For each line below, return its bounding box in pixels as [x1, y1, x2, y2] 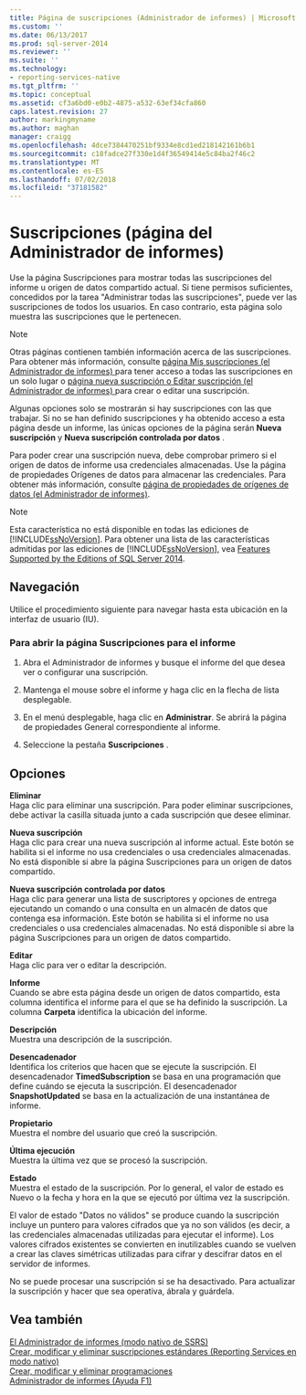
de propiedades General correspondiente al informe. [22, 722, 221, 733]
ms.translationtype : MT [9, 157, 100, 167]
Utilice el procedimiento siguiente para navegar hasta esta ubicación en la [9, 604, 288, 615]
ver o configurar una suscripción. [22, 667, 149, 678]
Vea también [9, 1312, 83, 1327]
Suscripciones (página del [9, 223, 213, 243]
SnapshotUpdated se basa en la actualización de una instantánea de [9, 1090, 270, 1101]
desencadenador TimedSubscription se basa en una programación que [9, 1071, 281, 1082]
